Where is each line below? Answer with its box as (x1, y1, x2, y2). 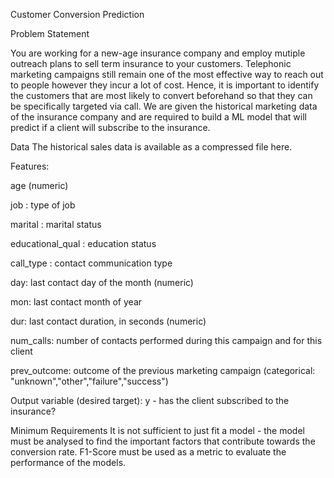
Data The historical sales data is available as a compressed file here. (10, 141, 293, 153)
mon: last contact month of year (10, 296, 143, 308)
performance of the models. (10, 457, 127, 468)
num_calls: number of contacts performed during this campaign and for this (10, 335, 323, 346)
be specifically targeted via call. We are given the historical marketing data (10, 100, 318, 112)
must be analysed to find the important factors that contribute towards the (10, 435, 316, 447)
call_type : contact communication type (10, 257, 173, 269)
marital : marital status (10, 219, 102, 230)
